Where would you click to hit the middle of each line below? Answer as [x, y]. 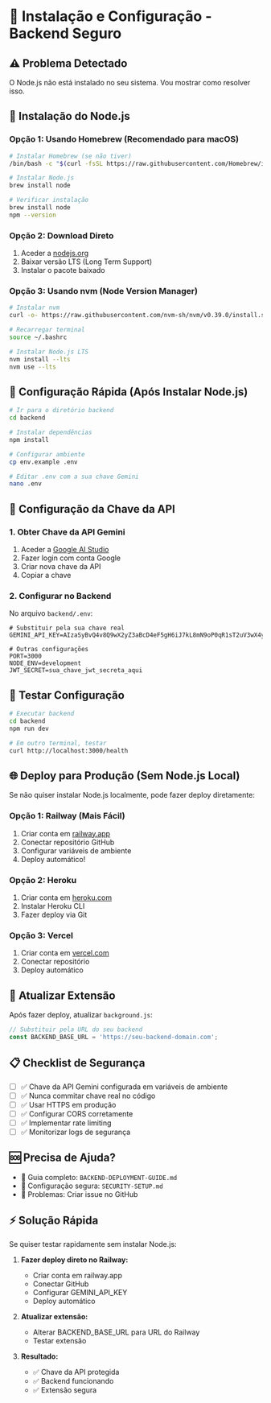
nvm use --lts [33, 367]
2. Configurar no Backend [60, 596]
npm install [29, 439]
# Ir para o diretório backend [62, 411]
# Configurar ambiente [47, 454]
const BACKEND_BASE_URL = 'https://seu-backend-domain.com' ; [114, 1037]
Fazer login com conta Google [71, 558]
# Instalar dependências [51, 433]
